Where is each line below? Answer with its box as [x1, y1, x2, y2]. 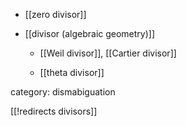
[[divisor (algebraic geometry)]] [24, 28, 156, 39]
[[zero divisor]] [24, 9, 87, 20]
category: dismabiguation [10, 86, 116, 98]
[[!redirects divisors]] [10, 105, 98, 117]
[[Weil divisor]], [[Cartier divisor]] [39, 47, 177, 59]
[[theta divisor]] [39, 67, 105, 78]
